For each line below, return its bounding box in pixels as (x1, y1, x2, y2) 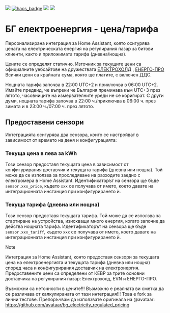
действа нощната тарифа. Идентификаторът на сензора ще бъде (5, 223, 147, 229)
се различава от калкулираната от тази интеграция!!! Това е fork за (5, 291, 152, 297)
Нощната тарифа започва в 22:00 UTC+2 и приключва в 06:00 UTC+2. (5, 82, 158, 88)
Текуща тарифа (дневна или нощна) (5, 201, 100, 208)
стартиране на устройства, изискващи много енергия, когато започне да (5, 218, 165, 224)
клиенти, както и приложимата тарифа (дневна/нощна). (5, 51, 127, 57)
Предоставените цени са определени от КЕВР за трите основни (5, 270, 145, 276)
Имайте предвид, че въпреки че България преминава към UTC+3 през (5, 87, 161, 93)
